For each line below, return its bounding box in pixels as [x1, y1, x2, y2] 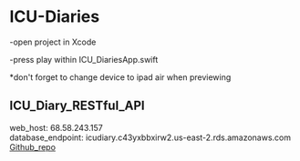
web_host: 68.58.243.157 [9, 122, 103, 133]
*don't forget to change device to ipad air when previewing [9, 71, 232, 83]
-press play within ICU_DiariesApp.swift [9, 54, 159, 65]
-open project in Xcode [9, 36, 97, 47]
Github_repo [9, 141, 57, 152]
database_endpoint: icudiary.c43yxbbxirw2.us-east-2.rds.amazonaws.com [9, 132, 292, 143]
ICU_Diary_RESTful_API [9, 98, 145, 114]
